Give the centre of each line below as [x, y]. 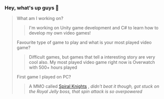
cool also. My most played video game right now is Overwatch [92, 62]
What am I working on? [40, 19]
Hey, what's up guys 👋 [32, 8]
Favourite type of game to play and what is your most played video [84, 42]
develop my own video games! [60, 33]
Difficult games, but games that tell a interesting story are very [92, 57]
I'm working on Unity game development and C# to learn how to [94, 28]
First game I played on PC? [44, 77]
